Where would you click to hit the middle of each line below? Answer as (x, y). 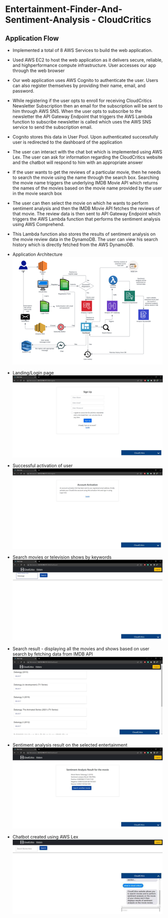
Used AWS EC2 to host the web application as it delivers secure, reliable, (87, 60)
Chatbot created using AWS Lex (45, 836)
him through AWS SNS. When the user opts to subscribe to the (77, 111)
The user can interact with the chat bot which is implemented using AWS (87, 152)
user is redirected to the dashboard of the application (67, 142)
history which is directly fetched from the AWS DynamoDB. (73, 244)
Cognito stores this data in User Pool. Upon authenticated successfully (85, 137)
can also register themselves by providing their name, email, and (79, 85)
